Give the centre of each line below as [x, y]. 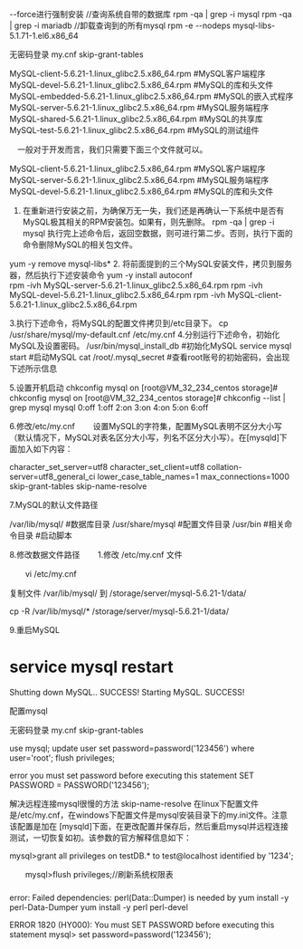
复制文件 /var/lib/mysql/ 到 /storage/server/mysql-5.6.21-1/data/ [128, 593]
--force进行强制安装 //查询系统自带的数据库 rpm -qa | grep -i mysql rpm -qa [151, 14]
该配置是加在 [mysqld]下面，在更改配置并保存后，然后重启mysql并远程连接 [149, 826]
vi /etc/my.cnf [51, 574]
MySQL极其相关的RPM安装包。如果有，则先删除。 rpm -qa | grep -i [148, 222]
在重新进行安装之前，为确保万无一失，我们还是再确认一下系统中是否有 [153, 211]
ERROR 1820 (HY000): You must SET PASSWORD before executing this [142, 925]
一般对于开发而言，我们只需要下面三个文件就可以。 [112, 149]
